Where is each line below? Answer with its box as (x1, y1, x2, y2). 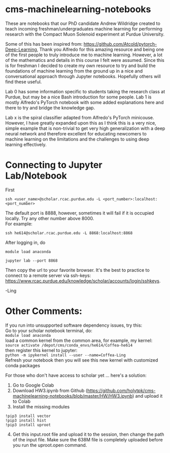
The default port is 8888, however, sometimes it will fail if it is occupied (5, 210, 154, 216)
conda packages (5, 362, 41, 368)
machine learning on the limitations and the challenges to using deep (5, 136, 150, 142)
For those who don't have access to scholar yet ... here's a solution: (5, 372, 147, 378)
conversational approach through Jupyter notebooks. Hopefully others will (5, 73, 161, 79)
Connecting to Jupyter (5, 159, 103, 171)
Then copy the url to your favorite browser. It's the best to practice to (5, 267, 150, 273)
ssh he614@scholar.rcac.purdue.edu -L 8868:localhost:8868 (5, 230, 133, 235)
